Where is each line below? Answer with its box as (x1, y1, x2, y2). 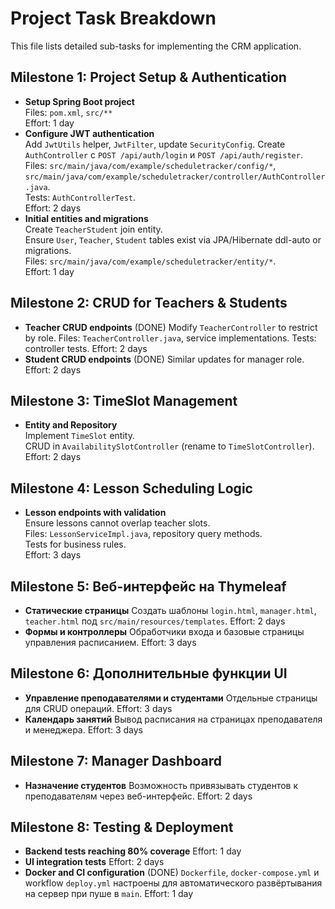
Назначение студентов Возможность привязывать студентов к (24, 779, 299, 791)
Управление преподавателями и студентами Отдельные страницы (24, 692, 318, 704)
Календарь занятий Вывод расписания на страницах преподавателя (24, 713, 323, 725)
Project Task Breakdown (10, 7, 217, 30)
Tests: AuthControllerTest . (24, 191, 137, 203)
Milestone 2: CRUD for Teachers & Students (10, 295, 288, 312)
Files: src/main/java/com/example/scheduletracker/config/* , (24, 159, 277, 171)
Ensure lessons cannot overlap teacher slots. (24, 517, 211, 529)
